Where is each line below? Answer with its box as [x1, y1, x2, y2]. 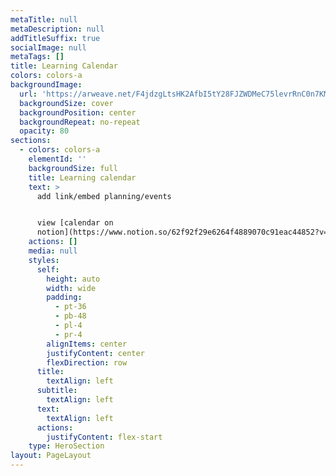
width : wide [46, 283, 97, 293]
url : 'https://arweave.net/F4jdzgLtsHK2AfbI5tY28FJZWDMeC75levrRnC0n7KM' [19, 89, 333, 99]
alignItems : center [46, 339, 128, 349]
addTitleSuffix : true [10, 33, 101, 43]
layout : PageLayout [10, 451, 92, 461]
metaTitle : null [10, 14, 78, 25]
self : [36, 264, 60, 275]
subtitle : [36, 386, 78, 396]
